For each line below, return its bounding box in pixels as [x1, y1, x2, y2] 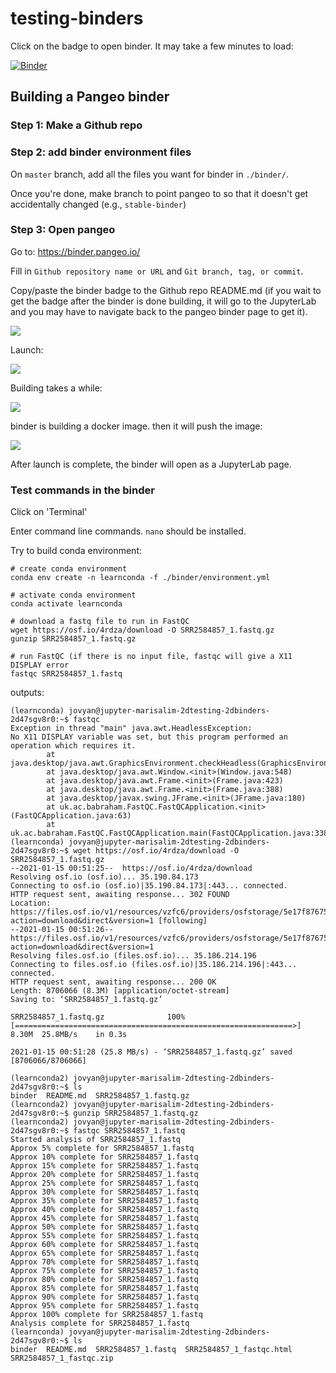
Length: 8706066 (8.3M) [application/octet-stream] [10, 986, 230, 996]
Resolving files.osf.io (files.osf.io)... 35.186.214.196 [10, 951, 257, 961]
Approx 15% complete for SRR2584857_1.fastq [10, 1161, 199, 1171]
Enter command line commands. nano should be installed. [10, 525, 247, 537]
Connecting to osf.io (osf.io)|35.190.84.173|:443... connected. [10, 881, 288, 891]
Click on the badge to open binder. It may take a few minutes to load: [10, 40, 294, 52]
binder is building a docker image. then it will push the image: [10, 420, 263, 432]
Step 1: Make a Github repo [10, 118, 143, 132]
